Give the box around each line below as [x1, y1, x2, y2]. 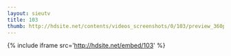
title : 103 [7, 16, 38, 23]
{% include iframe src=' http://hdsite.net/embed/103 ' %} [7, 42, 166, 50]
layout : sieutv [7, 10, 51, 17]
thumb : [7, 23, 26, 29]
